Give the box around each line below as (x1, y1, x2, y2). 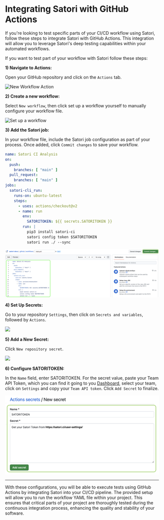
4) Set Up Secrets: (5, 302, 43, 308)
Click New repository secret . (5, 346, 64, 352)
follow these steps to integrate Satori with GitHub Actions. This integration (5, 35, 154, 41)
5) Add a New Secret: (5, 337, 49, 342)
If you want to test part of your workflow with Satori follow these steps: (5, 55, 148, 61)
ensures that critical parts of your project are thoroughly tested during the (5, 499, 154, 506)
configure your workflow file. (5, 108, 63, 114)
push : (9, 162, 21, 167)
